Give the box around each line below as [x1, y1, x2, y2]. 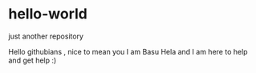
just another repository [8, 31, 84, 41]
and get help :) [8, 55, 57, 65]
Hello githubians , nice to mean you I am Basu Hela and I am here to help [8, 47, 248, 56]
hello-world [8, 5, 88, 23]
